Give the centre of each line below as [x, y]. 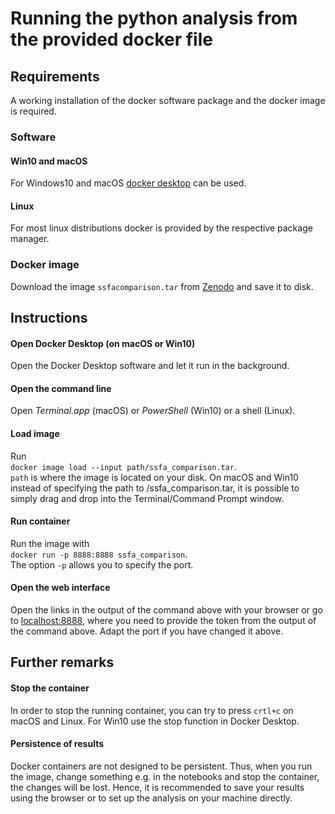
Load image [35, 434]
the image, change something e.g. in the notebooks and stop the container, [165, 776]
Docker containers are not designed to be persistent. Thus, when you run [161, 766]
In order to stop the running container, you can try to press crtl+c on [152, 710]
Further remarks [62, 662]
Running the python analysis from [154, 18]
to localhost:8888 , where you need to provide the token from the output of [163, 621]
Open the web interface [60, 588]
